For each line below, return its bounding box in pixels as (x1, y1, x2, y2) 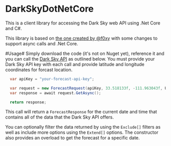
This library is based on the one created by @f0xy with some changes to (5, 35, 158, 41)
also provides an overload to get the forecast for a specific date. (5, 135, 140, 141)
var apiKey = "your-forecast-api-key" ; (10, 76, 95, 81)
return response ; (10, 100, 47, 105)
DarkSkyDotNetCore (5, 3, 94, 15)
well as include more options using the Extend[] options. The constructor (5, 129, 159, 135)
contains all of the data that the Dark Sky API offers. (5, 114, 114, 120)
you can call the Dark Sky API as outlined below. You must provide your (5, 55, 155, 62)
